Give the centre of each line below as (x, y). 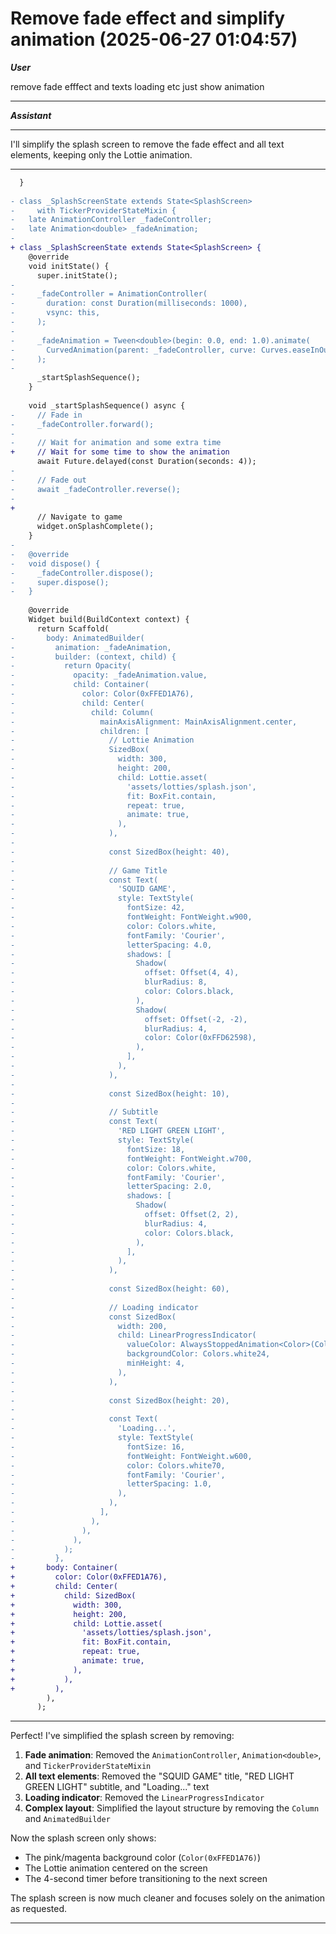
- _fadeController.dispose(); (82, 573)
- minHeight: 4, (98, 1363)
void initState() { (69, 266)
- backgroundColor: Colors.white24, (140, 1354)
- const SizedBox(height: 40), (120, 852)
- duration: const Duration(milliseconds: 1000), (129, 303)
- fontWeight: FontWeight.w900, (131, 917)
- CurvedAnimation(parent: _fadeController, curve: (133, 350)
